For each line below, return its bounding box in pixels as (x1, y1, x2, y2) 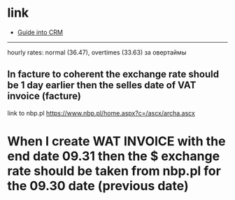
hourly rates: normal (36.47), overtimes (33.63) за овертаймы (7, 48, 187, 57)
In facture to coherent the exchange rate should (7, 69, 219, 80)
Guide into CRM (17, 28, 63, 36)
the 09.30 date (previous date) (7, 178, 189, 194)
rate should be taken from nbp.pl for (7, 163, 222, 179)
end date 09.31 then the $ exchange (7, 148, 220, 164)
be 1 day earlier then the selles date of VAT (7, 79, 197, 92)
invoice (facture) (7, 90, 82, 102)
